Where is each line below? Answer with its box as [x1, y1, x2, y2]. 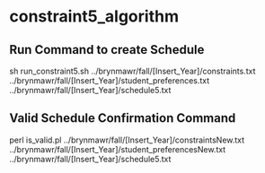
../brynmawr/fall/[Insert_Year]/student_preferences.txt [9, 75, 210, 86]
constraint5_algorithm [9, 6, 180, 27]
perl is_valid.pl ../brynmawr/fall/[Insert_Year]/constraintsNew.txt [9, 134, 245, 145]
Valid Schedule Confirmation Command [9, 110, 236, 126]
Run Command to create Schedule [9, 42, 205, 57]
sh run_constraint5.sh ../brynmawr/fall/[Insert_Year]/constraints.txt [9, 65, 256, 76]
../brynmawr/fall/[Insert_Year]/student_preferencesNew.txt [9, 143, 226, 154]
